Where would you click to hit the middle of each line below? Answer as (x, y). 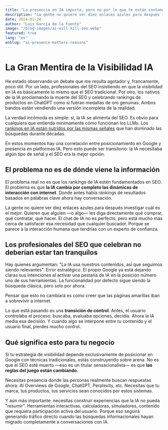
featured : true (21, 33)
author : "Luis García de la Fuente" (43, 24)
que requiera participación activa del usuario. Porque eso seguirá (72, 411)
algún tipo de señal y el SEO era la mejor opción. (55, 154)
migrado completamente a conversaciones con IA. (57, 422)
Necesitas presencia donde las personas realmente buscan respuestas (78, 380)
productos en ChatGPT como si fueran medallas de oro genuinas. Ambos (80, 102)
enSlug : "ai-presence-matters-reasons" (47, 43)
